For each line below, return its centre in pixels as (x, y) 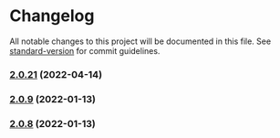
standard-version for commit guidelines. (85, 50)
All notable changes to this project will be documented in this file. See (140, 41)
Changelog (52, 16)
